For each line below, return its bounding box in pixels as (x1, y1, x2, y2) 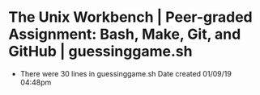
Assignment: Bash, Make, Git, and (8, 25, 241, 43)
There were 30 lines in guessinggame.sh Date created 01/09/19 (19, 68, 232, 78)
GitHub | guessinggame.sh (8, 43, 193, 60)
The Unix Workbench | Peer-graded (8, 8, 253, 27)
